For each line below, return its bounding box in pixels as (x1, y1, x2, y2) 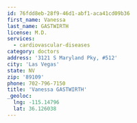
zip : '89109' (7, 73, 45, 81)
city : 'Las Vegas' (7, 61, 60, 68)
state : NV (7, 67, 36, 74)
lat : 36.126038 (13, 105, 57, 112)
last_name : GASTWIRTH (7, 23, 69, 29)
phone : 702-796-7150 (7, 80, 66, 87)
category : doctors (7, 49, 60, 55)
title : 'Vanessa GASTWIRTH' (7, 86, 88, 93)
